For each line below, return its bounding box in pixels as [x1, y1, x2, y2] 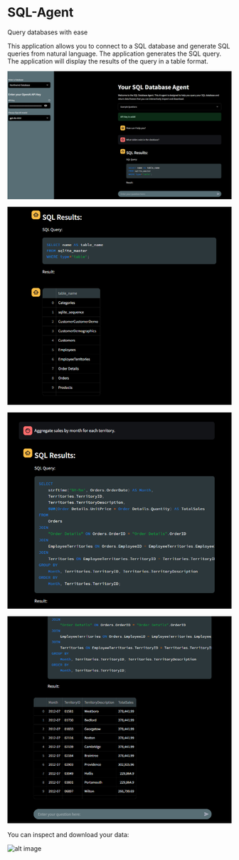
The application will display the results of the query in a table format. [7, 56, 208, 65]
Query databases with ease [7, 28, 88, 36]
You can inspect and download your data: [7, 830, 129, 839]
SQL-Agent [7, 4, 74, 21]
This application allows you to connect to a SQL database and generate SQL [7, 41, 230, 50]
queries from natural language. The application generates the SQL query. [7, 49, 222, 58]
